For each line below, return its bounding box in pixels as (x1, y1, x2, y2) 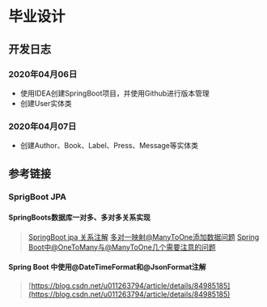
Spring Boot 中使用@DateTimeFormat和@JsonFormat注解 (8, 262, 206, 272)
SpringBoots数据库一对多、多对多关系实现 (8, 212, 151, 223)
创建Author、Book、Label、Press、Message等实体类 (19, 141, 198, 151)
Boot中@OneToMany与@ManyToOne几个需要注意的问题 (28, 242, 216, 252)
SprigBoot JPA (8, 191, 67, 203)
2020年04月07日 (8, 121, 77, 132)
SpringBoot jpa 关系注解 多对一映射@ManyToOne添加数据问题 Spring (28, 232, 260, 241)
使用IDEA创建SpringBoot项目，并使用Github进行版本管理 (19, 88, 210, 98)
